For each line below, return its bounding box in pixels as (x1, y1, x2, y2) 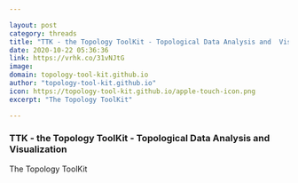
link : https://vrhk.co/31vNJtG (9, 54, 125, 63)
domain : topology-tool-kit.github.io (9, 70, 149, 80)
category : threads (9, 28, 77, 38)
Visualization (9, 143, 67, 155)
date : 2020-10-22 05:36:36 (9, 45, 109, 54)
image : (9, 62, 34, 71)
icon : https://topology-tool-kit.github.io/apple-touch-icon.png (9, 86, 255, 96)
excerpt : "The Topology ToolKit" (9, 95, 133, 104)
